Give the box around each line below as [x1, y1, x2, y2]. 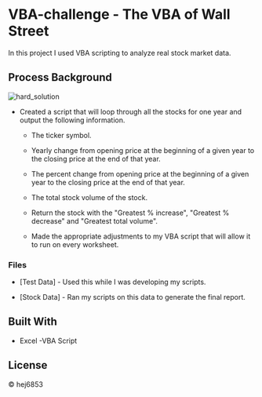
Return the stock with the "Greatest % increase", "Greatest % [31, 208, 230, 217]
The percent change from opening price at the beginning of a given [31, 169, 249, 178]
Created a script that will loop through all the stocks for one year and [19, 107, 242, 116]
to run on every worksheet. [31, 239, 119, 249]
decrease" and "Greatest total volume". [31, 216, 158, 225]
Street [8, 22, 49, 40]
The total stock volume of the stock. [31, 192, 147, 202]
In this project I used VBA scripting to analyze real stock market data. [8, 48, 231, 57]
